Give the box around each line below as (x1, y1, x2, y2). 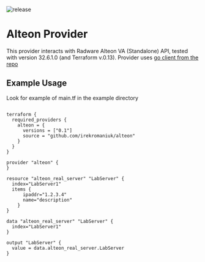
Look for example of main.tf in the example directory (6, 94, 139, 101)
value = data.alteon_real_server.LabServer (12, 245, 124, 251)
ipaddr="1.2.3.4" (22, 191, 67, 198)
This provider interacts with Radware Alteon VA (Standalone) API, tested (6, 47, 188, 54)
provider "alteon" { (6, 159, 59, 166)
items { (12, 186, 32, 192)
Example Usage (6, 78, 67, 89)
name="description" (22, 197, 72, 203)
